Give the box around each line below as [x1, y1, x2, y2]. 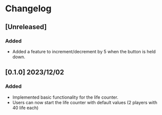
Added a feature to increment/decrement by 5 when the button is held [12, 48, 156, 54]
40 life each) [12, 105, 39, 111]
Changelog [5, 3, 52, 14]
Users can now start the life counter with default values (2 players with [12, 99, 158, 105]
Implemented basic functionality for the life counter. [12, 94, 118, 100]
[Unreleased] [5, 23, 47, 31]
